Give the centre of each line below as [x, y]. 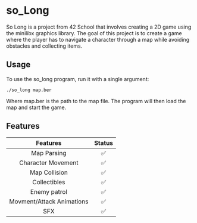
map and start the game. [36, 107]
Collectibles [49, 182]
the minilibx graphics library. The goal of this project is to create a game [94, 33]
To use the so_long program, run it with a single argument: [78, 79]
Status [104, 143]
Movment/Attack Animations [49, 202]
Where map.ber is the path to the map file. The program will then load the [96, 101]
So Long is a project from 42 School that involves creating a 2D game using [99, 27]
